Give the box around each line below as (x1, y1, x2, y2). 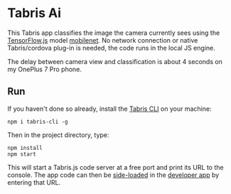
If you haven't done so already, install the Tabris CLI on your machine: (7, 104, 212, 113)
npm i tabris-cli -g (7, 118, 69, 125)
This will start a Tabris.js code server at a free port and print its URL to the (7, 163, 224, 171)
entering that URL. (7, 178, 61, 186)
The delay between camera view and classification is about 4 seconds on (7, 57, 222, 65)
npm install (7, 144, 43, 151)
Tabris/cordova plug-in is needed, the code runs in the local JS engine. (7, 43, 215, 52)
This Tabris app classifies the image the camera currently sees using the (7, 28, 220, 37)
